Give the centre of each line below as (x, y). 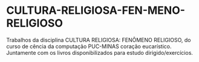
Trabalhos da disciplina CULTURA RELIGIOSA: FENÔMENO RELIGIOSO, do (99, 40)
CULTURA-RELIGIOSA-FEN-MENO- (96, 11)
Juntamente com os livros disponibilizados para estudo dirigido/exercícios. (100, 52)
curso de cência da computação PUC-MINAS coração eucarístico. (89, 46)
